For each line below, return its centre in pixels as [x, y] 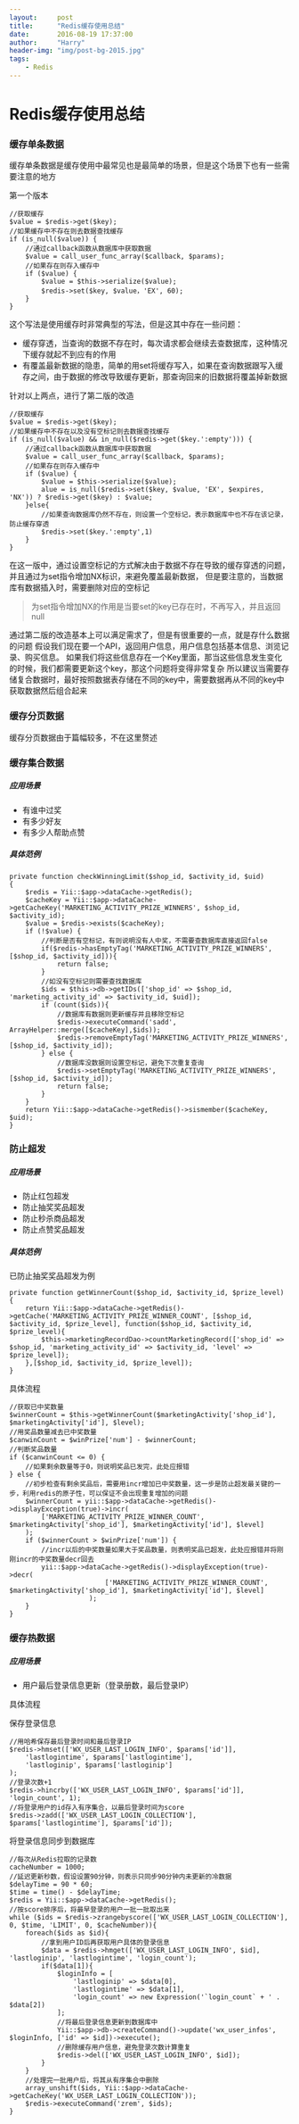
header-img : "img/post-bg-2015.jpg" [77, 51]
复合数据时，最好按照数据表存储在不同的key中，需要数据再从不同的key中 [150, 680]
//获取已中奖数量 [36, 1407]
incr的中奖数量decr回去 [55, 1560]
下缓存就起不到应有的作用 [69, 354]
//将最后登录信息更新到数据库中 [107, 2022]
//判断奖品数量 [33, 1450]
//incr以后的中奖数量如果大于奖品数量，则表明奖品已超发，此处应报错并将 [159, 1550]
